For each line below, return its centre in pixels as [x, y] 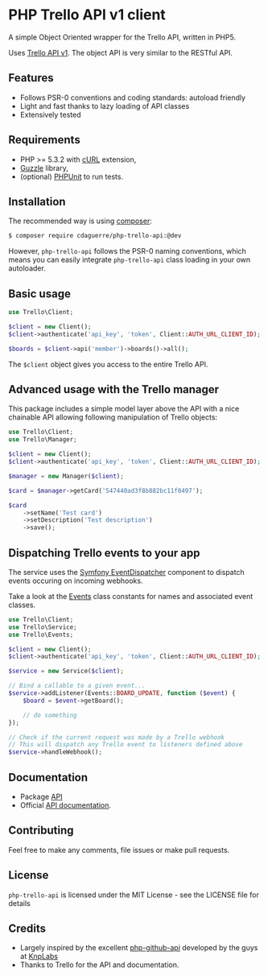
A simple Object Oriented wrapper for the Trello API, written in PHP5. [122, 37]
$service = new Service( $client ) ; [66, 671]
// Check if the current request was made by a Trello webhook [117, 737]
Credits [27, 929]
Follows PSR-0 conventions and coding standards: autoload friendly [133, 97]
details [19, 903]
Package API [41, 796]
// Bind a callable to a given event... [77, 686]
